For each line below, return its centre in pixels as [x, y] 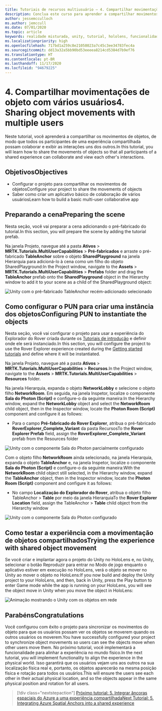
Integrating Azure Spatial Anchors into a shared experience [75, 703]
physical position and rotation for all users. [47, 683]
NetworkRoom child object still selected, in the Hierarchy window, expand [79, 473]
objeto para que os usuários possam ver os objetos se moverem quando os [80, 632]
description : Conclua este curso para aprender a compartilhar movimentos [82, 14]
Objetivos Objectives [36, 172]
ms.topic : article [23, 32]
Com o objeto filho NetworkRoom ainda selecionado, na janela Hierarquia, [79, 458]
